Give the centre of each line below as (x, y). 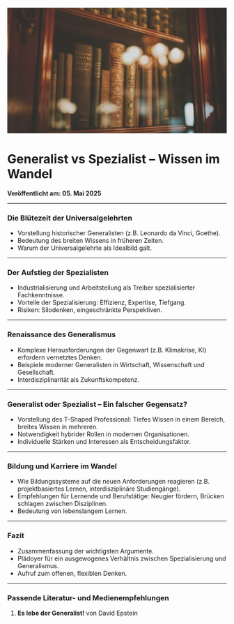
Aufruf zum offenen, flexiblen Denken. (72, 573)
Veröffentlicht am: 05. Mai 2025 (54, 193)
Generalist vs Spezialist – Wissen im (114, 159)
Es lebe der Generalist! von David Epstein (77, 613)
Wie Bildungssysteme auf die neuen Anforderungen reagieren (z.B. (114, 482)
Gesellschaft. (36, 372)
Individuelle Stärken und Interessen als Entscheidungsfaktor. (104, 442)
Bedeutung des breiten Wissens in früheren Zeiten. (90, 241)
